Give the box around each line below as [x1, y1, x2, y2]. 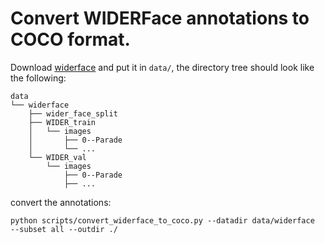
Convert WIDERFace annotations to [10, 7, 310, 30]
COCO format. [10, 28, 131, 51]
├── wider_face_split [28, 108, 118, 119]
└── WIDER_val [28, 152, 87, 162]
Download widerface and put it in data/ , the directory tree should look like [10, 61, 315, 73]
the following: [10, 72, 67, 84]
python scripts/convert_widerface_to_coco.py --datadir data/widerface [10, 215, 315, 226]
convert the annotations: [10, 196, 112, 208]
